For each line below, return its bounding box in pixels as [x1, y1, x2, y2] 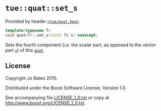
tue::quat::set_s [5, 4, 78, 13]
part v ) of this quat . [5, 47, 45, 53]
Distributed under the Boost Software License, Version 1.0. [5, 84, 127, 91]
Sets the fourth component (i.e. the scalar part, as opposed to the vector [5, 42, 156, 48]
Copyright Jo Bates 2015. [5, 75, 58, 81]
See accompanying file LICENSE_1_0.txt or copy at [5, 94, 110, 100]
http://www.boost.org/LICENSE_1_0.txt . [5, 99, 86, 106]
